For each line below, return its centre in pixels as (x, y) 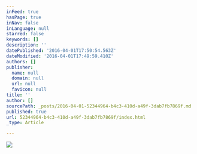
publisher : (20, 67)
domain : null (28, 78)
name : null (25, 73)
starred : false (25, 34)
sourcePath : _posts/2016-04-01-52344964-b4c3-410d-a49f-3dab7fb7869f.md (99, 106)
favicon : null (29, 90)
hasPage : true (24, 17)
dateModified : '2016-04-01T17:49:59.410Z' (60, 56)
